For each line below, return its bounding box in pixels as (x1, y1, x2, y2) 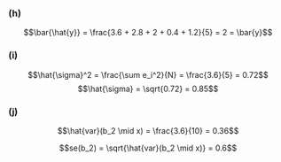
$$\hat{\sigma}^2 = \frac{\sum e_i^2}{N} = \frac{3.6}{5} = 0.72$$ (27, 69, 269, 80)
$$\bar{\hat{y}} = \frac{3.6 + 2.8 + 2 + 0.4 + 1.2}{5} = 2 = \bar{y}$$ (23, 27, 273, 38)
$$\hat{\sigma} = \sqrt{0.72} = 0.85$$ (77, 83, 219, 94)
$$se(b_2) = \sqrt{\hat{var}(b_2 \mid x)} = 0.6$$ (59, 143, 238, 153)
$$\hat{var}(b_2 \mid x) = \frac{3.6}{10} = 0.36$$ (57, 125, 239, 135)
